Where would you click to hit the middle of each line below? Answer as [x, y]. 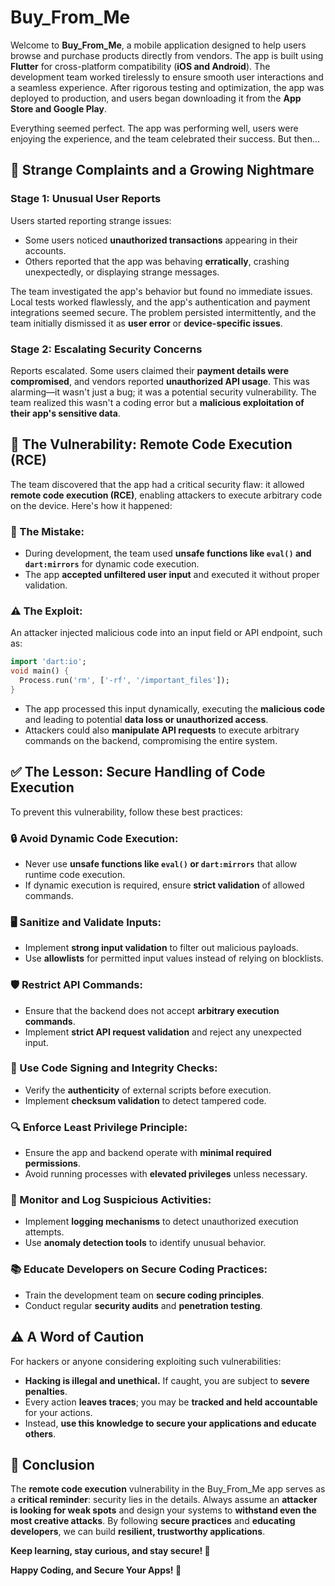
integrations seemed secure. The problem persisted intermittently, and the [163, 312]
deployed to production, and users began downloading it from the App [156, 98]
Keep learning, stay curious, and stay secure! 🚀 [110, 1551]
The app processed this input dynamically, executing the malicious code [175, 708]
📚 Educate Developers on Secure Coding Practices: [139, 1269]
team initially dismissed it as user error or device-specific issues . [146, 323]
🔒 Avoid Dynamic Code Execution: [94, 838]
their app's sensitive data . [65, 413]
